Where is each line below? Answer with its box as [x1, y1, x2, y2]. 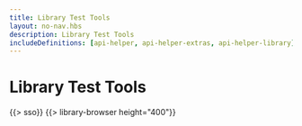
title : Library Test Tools [9, 13, 111, 22]
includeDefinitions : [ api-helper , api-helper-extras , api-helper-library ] [9, 38, 296, 48]
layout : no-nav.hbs [9, 22, 83, 31]
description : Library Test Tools [9, 30, 135, 39]
